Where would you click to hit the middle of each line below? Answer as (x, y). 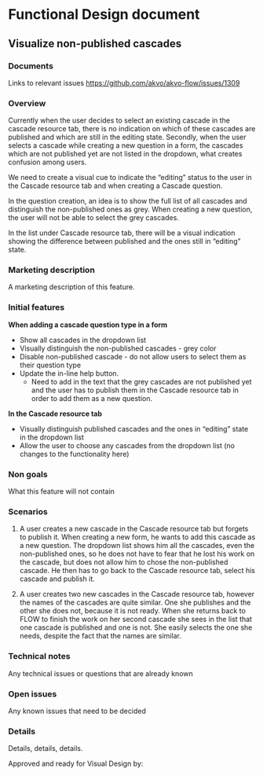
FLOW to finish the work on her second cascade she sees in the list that (136, 620)
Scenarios (28, 511)
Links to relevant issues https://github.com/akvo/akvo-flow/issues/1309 (124, 83)
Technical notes (39, 656)
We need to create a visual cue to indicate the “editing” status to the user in (130, 178)
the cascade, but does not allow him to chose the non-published (124, 562)
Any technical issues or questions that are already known (101, 673)
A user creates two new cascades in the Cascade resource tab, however (137, 594)
